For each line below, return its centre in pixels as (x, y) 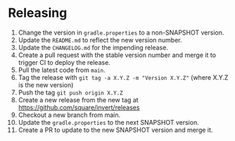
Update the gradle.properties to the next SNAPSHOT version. (108, 122)
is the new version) (46, 85)
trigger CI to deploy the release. (64, 62)
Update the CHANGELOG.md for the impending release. (93, 47)
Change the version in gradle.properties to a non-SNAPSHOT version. (121, 32)
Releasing (38, 13)
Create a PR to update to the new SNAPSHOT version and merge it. (115, 130)
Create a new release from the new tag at (78, 99)
